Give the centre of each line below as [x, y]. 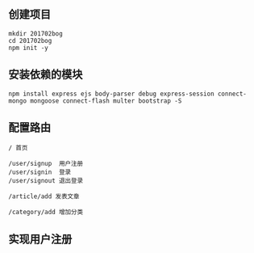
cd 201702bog [30, 40]
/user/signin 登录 [40, 172]
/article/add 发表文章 [44, 196]
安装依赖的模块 [46, 75]
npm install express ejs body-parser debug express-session [112, 94]
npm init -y [28, 48]
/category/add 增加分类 [46, 213]
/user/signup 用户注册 [46, 164]
